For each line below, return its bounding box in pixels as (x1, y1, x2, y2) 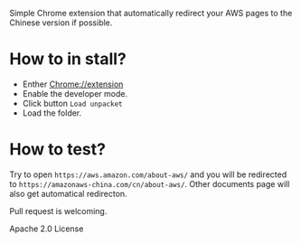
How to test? (9, 139, 107, 160)
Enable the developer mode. (22, 88, 128, 98)
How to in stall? (9, 49, 127, 70)
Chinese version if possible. (9, 17, 113, 28)
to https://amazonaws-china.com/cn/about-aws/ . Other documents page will (9, 178, 290, 189)
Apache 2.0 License (9, 223, 84, 234)
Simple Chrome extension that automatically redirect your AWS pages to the (9, 8, 293, 18)
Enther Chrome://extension (22, 79, 124, 89)
